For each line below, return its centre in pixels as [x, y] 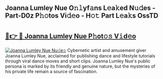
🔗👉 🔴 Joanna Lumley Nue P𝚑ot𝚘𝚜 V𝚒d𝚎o [71, 36]
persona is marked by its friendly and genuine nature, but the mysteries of [80, 66]
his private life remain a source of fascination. [51, 71]
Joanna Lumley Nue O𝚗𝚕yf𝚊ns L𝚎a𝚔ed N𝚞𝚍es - [80, 8]
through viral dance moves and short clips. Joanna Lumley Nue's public [78, 61]
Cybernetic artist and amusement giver [107, 50]
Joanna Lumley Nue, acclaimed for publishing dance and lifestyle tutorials [80, 56]
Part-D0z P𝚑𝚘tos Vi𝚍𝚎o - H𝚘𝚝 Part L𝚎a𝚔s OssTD [82, 16]
